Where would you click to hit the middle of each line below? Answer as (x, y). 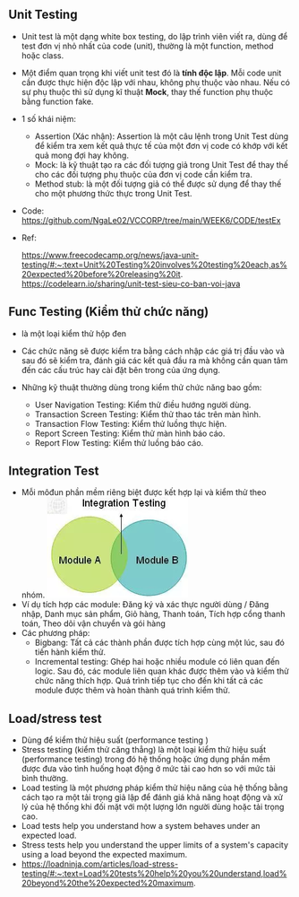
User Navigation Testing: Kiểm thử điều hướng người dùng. (143, 405)
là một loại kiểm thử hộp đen (74, 333)
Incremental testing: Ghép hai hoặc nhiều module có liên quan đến (157, 662)
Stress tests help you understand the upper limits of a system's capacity (154, 845)
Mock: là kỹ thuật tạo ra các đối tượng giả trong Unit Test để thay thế (161, 164)
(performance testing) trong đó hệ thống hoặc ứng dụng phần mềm (145, 759)
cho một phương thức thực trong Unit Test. (114, 193)
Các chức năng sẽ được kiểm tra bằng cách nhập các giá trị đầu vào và (153, 351)
